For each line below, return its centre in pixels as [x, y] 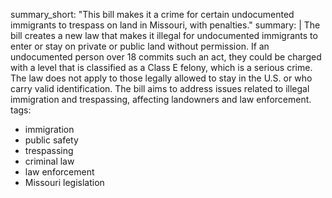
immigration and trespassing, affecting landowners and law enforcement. [161, 99]
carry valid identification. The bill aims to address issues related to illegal [160, 88]
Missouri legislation [64, 182]
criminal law [49, 161]
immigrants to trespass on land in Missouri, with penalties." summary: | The [165, 25]
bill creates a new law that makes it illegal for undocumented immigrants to [164, 35]
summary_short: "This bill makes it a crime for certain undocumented [152, 14]
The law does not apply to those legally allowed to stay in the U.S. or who [161, 78]
